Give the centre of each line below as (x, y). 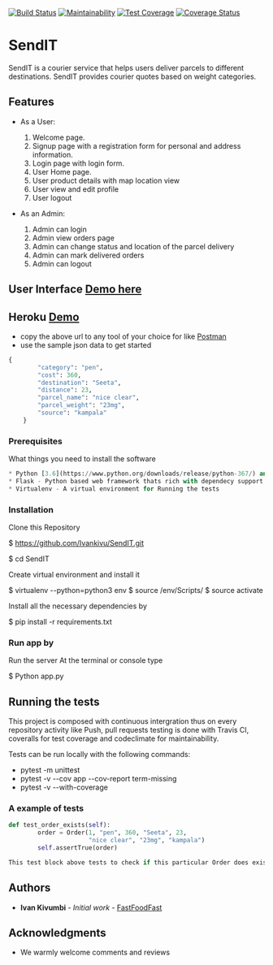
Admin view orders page (74, 238)
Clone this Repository (44, 527)
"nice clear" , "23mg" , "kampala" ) (147, 841)
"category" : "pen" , (71, 367)
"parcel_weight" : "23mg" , (82, 405)
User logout (52, 197)
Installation (31, 509)
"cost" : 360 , (60, 375)
